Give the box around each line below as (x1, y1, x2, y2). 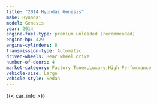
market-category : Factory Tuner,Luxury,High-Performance (6, 64, 152, 71)
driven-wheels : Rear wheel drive (6, 53, 90, 59)
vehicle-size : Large (6, 70, 58, 76)
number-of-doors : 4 (6, 59, 55, 65)
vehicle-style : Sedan (6, 76, 61, 82)
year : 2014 (6, 25, 34, 32)
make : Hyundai (6, 14, 42, 20)
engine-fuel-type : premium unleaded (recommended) (6, 31, 135, 37)
